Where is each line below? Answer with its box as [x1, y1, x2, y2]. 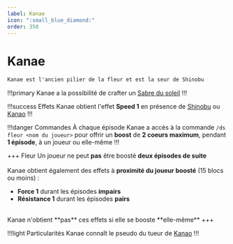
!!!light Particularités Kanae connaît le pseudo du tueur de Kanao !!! [7, 229, 200, 238]
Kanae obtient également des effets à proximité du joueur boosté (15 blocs [7, 167, 224, 175]
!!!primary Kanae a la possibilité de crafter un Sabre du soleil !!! [7, 89, 188, 98]
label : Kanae [7, 10, 45, 17]
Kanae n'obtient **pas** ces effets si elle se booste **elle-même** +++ [7, 215, 214, 224]
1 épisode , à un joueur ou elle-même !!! [7, 138, 120, 146]
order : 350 [7, 23, 39, 30]
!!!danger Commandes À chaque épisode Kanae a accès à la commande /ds [7, 123, 226, 132]
